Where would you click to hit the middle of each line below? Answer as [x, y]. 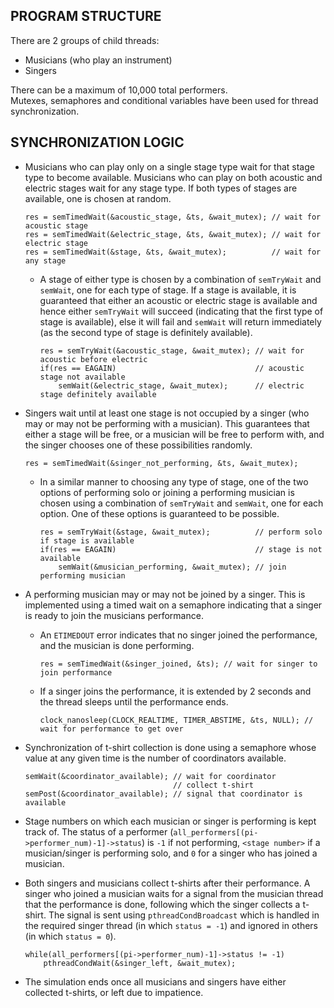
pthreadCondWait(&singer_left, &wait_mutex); [140, 963]
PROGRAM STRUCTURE [86, 16]
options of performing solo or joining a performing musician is [167, 492]
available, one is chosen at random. [98, 198]
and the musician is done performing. [117, 645]
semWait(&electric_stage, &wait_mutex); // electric [181, 385]
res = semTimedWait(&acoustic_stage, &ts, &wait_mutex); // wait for [173, 217]
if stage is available [87, 540]
